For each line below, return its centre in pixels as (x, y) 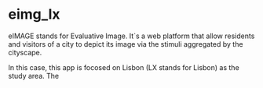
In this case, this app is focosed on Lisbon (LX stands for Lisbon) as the (124, 67)
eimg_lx (34, 14)
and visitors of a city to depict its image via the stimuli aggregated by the (126, 44)
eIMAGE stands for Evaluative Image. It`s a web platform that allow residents (131, 36)
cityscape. (25, 52)
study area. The (34, 76)
